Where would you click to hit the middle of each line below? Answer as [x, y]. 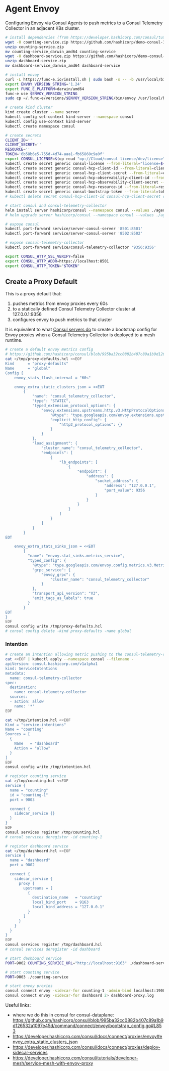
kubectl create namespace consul [40, 126]
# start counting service [32, 972]
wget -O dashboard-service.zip [38, 56]
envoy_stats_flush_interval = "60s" [53, 378]
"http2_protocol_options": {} [91, 425]
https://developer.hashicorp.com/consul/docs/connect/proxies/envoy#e [87, 1037]
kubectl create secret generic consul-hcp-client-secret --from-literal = [84, 173]
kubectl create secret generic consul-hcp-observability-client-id [77, 177]
